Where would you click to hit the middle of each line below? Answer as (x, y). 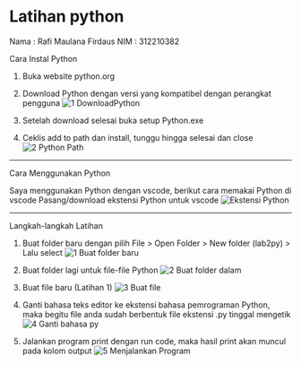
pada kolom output (57, 351)
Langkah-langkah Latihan (56, 225)
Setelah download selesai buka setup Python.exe (113, 120)
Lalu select (42, 252)
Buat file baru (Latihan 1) (67, 287)
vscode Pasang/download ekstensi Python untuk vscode (114, 200)
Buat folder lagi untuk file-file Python (90, 270)
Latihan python (67, 17)
